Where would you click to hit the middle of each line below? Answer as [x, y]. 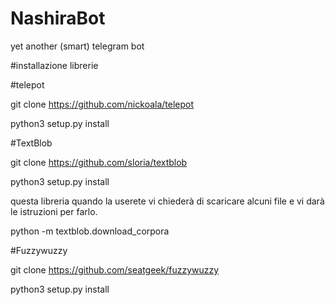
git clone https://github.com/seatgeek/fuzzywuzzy [115, 269]
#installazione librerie [54, 65]
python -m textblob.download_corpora [90, 231]
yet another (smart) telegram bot [77, 46]
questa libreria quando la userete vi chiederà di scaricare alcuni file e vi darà [167, 201]
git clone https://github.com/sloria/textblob [99, 162]
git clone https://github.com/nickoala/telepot [102, 104]
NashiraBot [58, 18]
